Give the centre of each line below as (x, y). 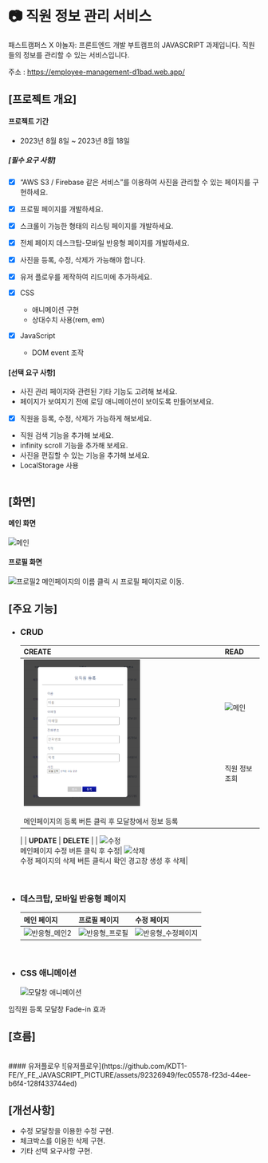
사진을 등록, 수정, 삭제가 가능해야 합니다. (83, 259)
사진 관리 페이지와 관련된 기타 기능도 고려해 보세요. (99, 392)
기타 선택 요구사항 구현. (56, 1151)
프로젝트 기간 (29, 121)
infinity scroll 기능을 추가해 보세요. (74, 445)
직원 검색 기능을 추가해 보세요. (67, 436)
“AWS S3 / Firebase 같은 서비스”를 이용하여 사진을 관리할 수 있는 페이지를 (135, 182)
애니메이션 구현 (55, 309)
